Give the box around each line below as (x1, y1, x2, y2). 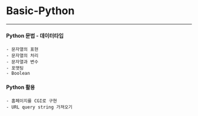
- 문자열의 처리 (6, 53, 39, 59)
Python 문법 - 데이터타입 (6, 32, 64, 39)
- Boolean (6, 71, 31, 77)
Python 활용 (6, 84, 35, 91)
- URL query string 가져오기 (6, 104, 72, 110)
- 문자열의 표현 (6, 47, 39, 52)
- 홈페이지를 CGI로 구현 (6, 98, 57, 104)
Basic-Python (6, 4, 75, 18)
